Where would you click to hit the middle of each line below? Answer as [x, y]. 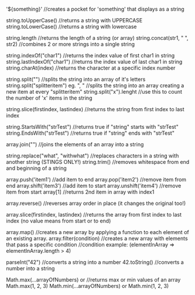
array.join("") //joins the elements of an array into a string [75, 144]
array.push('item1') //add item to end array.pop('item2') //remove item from [96, 179]
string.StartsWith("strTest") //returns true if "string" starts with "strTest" [92, 127]
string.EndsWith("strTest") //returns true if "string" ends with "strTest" [90, 133]
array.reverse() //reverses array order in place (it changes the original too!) [96, 203]
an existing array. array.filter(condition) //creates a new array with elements [97, 238]
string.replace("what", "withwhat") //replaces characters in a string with [93, 156]
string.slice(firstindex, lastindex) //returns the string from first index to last [95, 109]
